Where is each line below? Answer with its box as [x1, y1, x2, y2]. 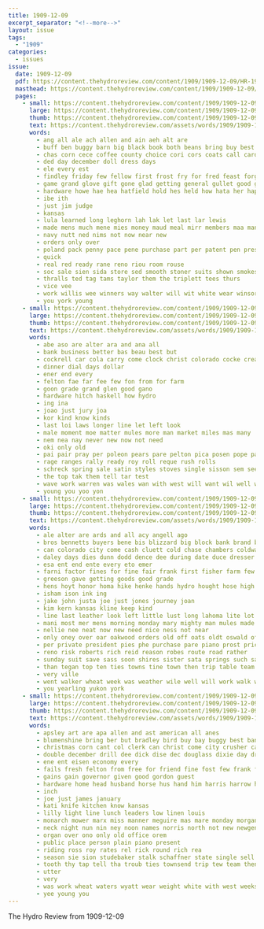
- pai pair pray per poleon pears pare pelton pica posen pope [36, 450, 247, 459]
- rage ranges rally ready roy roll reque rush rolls [36, 458, 216, 466]
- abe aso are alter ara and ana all [36, 341, 159, 349]
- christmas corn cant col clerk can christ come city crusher [36, 743, 247, 752]
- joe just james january [36, 794, 122, 803]
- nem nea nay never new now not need [36, 436, 163, 444]
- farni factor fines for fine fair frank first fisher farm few [36, 568, 255, 576]
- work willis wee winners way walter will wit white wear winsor [36, 290, 258, 298]
